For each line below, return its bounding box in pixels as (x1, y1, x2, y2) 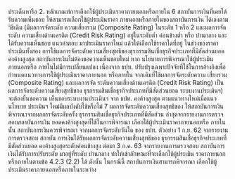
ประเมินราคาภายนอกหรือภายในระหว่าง (8, 166, 97, 173)
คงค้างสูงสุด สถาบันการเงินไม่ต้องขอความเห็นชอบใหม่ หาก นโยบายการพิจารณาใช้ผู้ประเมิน (8, 55, 214, 63)
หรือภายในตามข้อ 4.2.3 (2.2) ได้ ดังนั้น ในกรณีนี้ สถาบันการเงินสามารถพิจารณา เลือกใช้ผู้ (8, 157, 217, 166)
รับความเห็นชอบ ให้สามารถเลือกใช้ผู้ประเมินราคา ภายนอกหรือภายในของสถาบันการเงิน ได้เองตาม (8, 15, 229, 23)
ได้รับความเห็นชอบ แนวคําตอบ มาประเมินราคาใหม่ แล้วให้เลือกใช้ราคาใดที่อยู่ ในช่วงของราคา (8, 39, 219, 47)
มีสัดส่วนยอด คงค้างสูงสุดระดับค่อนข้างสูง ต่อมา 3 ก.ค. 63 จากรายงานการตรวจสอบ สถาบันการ (8, 142, 225, 150)
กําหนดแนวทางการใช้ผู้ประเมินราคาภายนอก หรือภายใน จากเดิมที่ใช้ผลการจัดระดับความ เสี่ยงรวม (8, 71, 227, 79)
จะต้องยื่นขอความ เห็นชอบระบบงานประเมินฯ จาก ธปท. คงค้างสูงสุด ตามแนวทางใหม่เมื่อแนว (8, 94, 217, 102)
